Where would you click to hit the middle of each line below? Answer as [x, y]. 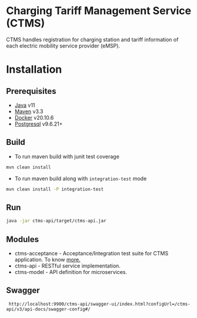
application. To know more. [47, 260]
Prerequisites [31, 91]
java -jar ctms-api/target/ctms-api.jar [56, 221]
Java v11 [25, 105]
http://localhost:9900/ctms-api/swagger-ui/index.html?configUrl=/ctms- [100, 304]
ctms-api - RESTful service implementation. [67, 266]
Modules [23, 239]
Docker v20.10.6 [34, 117]
